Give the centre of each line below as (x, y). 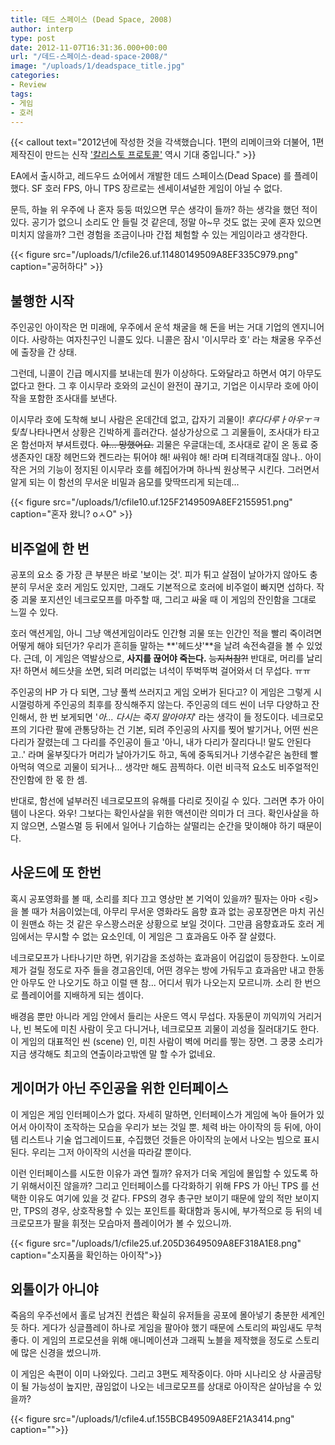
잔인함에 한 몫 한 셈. (49, 779)
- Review (28, 85)
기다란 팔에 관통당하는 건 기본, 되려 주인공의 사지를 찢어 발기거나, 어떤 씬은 (174, 729)
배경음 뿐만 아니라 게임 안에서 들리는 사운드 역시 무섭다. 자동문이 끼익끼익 (153, 1016)
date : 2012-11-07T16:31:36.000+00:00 (89, 47)
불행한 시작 (42, 301)
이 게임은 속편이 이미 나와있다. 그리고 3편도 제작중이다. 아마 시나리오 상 (149, 1374)
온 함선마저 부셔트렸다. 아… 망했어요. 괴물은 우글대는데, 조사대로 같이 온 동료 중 (164, 445)
